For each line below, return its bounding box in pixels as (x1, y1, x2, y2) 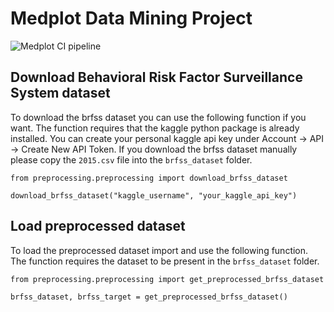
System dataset (10, 85, 111, 102)
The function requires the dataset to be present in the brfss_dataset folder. (10, 255, 320, 267)
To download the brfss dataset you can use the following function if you (10, 111, 307, 123)
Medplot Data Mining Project (10, 7, 253, 30)
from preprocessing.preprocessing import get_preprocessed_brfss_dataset (10, 274, 325, 284)
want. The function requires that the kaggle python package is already (10, 122, 300, 134)
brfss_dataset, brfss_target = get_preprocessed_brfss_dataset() (10, 292, 288, 302)
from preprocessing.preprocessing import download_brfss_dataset (10, 173, 288, 183)
